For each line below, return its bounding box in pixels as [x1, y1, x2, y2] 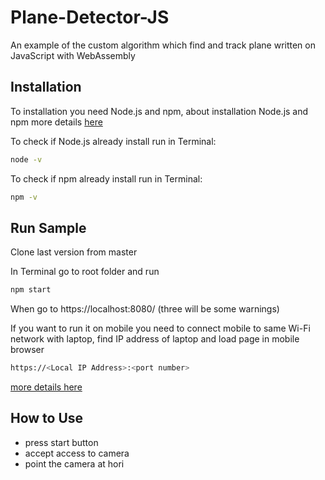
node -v [10, 154, 43, 165]
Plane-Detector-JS [10, 6, 170, 29]
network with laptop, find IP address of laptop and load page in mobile [10, 333, 300, 345]
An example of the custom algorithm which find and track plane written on [10, 39, 316, 51]
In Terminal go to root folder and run [10, 266, 160, 278]
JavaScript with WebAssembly [10, 49, 136, 61]
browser [10, 344, 45, 356]
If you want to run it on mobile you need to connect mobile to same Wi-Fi [10, 322, 311, 335]
